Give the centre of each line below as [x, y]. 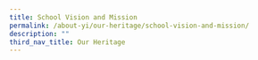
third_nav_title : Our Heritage [67, 42]
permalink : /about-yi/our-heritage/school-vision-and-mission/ [129, 26]
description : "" [39, 34]
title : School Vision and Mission [74, 17]
